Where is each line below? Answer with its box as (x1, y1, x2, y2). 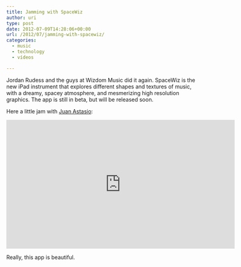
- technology (12, 49, 45, 55)
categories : (6, 37, 37, 43)
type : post (6, 20, 34, 26)
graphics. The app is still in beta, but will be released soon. (6, 96, 154, 103)
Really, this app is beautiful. (6, 254, 75, 261)
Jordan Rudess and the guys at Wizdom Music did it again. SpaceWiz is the (6, 76, 196, 84)
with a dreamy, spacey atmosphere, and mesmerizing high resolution (6, 89, 180, 96)
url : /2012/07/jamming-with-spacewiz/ (6, 32, 105, 38)
